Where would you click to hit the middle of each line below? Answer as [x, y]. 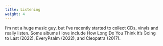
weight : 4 [15, 14]
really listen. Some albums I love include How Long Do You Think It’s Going [80, 33]
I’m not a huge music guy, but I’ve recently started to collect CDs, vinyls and [82, 28]
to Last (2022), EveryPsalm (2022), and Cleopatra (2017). [63, 38]
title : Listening [23, 9]
